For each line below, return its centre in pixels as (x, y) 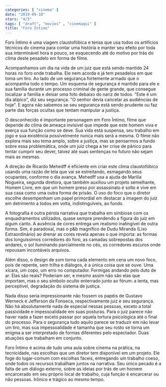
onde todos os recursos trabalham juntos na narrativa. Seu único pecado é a (83, 364)
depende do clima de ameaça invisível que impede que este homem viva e (81, 125)
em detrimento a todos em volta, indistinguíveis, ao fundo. (64, 203)
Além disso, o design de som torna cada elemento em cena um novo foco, (81, 260)
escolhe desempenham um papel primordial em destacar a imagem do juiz (81, 198)
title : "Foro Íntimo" (28, 28)
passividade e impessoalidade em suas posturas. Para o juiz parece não (79, 312)
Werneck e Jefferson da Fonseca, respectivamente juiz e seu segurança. (80, 301)
